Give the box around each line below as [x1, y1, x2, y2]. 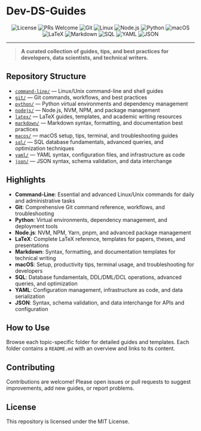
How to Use [6, 323, 50, 333]
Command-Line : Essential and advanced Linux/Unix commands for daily [14, 191, 194, 198]
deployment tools [14, 222, 58, 230]
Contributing [6, 362, 55, 372]
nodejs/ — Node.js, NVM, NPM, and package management [14, 106, 160, 113]
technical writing [14, 254, 56, 261]
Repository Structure [6, 71, 87, 82]
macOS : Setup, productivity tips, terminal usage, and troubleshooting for [14, 261, 194, 268]
